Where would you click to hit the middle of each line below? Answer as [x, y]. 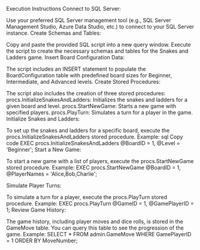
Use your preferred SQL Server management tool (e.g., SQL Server [89, 20]
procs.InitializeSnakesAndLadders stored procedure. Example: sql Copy [95, 137]
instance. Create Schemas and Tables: [54, 33]
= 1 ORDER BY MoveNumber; [42, 240]
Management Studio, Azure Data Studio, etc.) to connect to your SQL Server [100, 27]
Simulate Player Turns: [34, 186]
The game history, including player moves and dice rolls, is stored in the [95, 222]
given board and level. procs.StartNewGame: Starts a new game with [91, 106]
